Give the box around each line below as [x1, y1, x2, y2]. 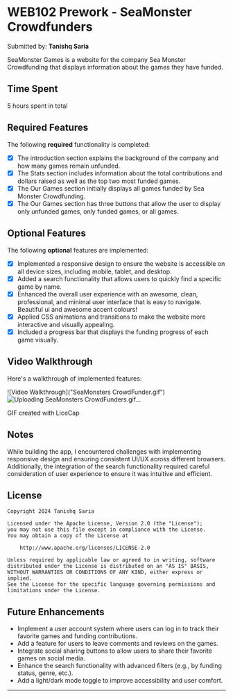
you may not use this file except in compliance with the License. [7, 526, 207, 533]
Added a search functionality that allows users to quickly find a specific [17, 274, 222, 283]
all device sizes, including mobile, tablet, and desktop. [17, 267, 172, 276]
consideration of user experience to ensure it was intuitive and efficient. [7, 469, 213, 477]
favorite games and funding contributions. [17, 632, 138, 640]
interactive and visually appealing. [17, 320, 115, 328]
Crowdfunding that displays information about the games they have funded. [7, 63, 224, 71]
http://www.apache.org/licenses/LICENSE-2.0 [19, 544, 150, 552]
